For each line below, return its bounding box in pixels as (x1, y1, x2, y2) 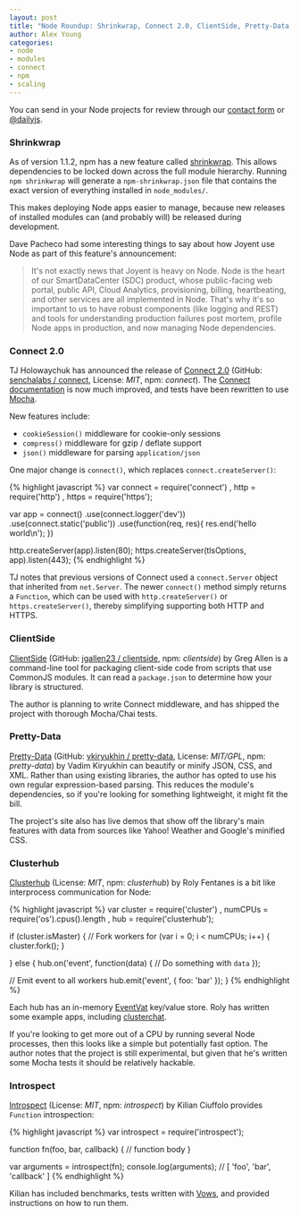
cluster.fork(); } (9, 940, 65, 951)
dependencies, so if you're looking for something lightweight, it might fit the (9, 788, 288, 799)
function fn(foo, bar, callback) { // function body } (9, 1144, 192, 1155)
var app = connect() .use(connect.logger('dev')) (9, 509, 186, 520)
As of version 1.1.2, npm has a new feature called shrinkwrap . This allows (9, 156, 278, 166)
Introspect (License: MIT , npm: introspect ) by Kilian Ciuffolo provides (9, 1100, 263, 1110)
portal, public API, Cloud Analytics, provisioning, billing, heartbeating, (30, 284, 287, 295)
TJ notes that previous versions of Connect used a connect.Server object (9, 572, 279, 582)
